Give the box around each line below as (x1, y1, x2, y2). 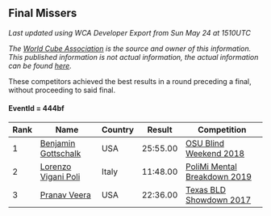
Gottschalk (40, 148, 81, 159)
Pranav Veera (40, 189, 91, 201)
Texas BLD (185, 184, 227, 196)
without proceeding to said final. (8, 85, 116, 95)
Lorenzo (40, 161, 72, 172)
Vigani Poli (40, 172, 81, 183)
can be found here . (8, 61, 73, 70)
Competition (197, 125, 247, 136)
